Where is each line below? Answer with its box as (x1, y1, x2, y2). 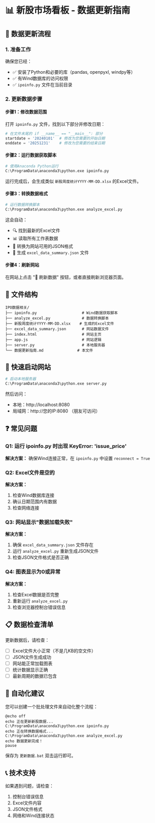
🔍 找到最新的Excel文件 (12, 227, 60, 233)
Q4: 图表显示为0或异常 (5, 569, 61, 576)
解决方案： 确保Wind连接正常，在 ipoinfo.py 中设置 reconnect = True (5, 455, 150, 461)
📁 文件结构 (5, 290, 38, 299)
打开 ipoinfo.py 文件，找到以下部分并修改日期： (5, 121, 106, 127)
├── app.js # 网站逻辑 (5, 337, 102, 342)
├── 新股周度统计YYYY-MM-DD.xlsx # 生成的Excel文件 (5, 321, 114, 326)
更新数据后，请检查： (5, 637, 49, 643)
